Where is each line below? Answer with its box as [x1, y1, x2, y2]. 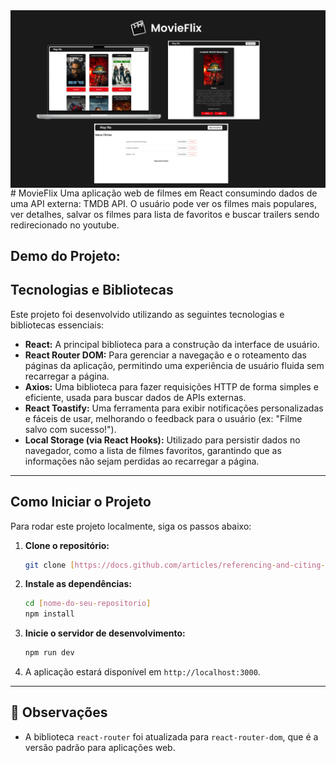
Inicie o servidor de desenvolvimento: [24, 627, 186, 639]
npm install [24, 609, 75, 619]
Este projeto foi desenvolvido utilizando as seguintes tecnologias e [10, 308, 285, 320]
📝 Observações [10, 704, 108, 721]
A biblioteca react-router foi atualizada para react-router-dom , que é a [24, 730, 319, 743]
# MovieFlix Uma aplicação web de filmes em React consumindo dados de [10, 187, 318, 199]
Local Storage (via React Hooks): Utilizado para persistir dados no [24, 434, 301, 446]
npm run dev [24, 648, 75, 658]
